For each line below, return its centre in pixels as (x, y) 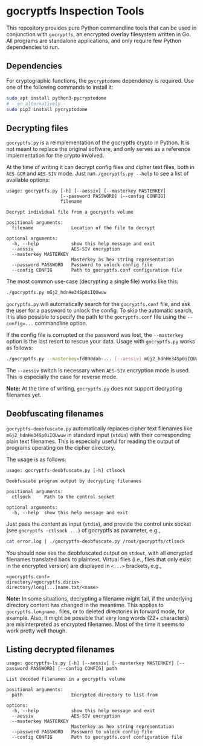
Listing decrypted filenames (60, 650)
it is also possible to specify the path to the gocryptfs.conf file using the (96, 317)
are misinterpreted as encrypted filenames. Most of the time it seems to (95, 624)
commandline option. (61, 324)
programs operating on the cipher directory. (61, 447)
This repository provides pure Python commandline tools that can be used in (101, 28)
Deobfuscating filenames (55, 414)
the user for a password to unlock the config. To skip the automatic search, (100, 311)
